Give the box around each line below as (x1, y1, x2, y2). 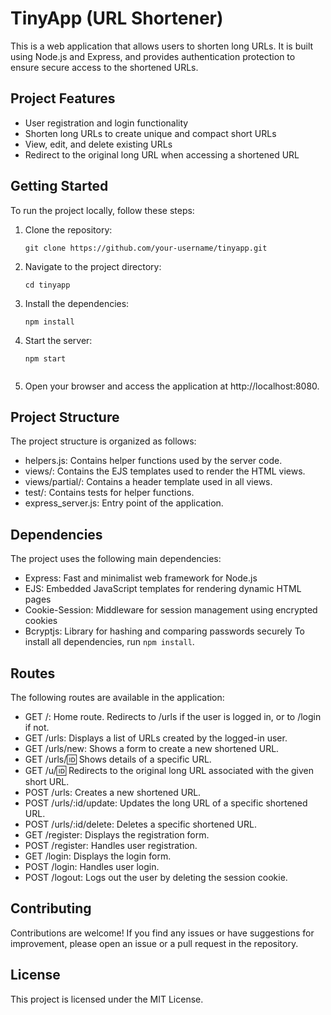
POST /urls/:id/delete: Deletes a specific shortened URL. (24, 818, 257, 830)
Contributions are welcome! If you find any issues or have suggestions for (10, 927, 315, 939)
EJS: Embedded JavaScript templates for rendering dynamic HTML (24, 583, 302, 595)
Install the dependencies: (24, 297, 130, 309)
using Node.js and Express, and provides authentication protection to (10, 50, 296, 62)
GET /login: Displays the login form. (24, 850, 172, 862)
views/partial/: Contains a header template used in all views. (24, 476, 273, 488)
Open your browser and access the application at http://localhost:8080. (24, 380, 320, 392)
